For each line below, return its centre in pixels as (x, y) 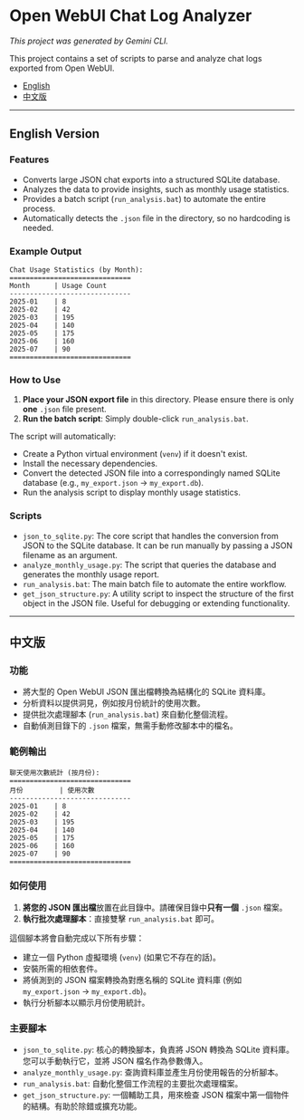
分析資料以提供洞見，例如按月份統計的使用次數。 (114, 703)
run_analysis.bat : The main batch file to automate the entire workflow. (154, 584)
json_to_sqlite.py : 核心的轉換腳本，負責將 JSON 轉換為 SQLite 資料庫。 (158, 1050)
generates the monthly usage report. (91, 574)
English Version (55, 134)
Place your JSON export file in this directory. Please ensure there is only (158, 400)
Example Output (46, 251)
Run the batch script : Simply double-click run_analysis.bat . (135, 419)
